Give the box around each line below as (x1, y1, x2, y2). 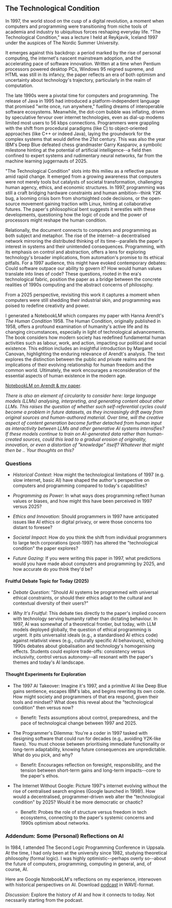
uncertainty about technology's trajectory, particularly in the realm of (5, 77, 151, 83)
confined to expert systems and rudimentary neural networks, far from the (5, 152, 163, 158)
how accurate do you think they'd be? (12, 566, 93, 572)
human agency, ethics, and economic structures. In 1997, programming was (5, 184, 165, 190)
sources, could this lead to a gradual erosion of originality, (23, 436, 147, 442)
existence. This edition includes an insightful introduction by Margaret (5, 345, 153, 351)
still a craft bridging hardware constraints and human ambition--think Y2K (5, 190, 162, 196)
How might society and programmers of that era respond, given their (12, 694, 159, 700)
